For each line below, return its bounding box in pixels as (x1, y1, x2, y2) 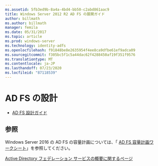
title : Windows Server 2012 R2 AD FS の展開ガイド (5, 12, 105, 17)
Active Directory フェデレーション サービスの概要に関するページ (5, 155, 133, 161)
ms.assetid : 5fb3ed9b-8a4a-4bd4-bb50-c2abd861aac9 (5, 7, 110, 12)
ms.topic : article (5, 34, 42, 39)
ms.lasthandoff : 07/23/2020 (5, 66, 62, 71)
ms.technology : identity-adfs (5, 43, 66, 48)
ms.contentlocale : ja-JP (5, 61, 55, 66)
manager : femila (5, 25, 38, 30)
